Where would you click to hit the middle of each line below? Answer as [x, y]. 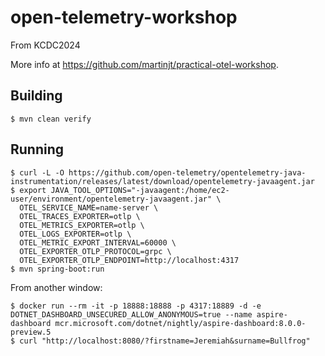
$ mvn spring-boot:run [57, 269]
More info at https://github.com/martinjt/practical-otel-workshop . [144, 64]
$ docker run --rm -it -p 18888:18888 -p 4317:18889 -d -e [136, 306]
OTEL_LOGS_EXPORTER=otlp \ [75, 234]
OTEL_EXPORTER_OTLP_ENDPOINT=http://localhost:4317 [129, 260]
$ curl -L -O [37, 172]
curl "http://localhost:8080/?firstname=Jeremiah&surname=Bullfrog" [165, 341]
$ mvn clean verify [51, 119]
